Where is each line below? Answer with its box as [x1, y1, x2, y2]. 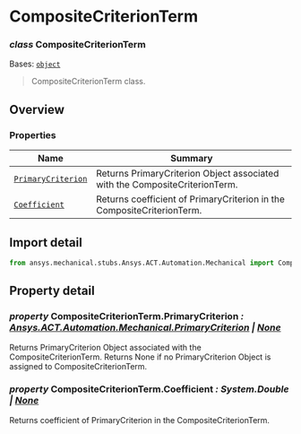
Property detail [9, 283, 96, 299]
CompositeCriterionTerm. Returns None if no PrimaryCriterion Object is [9, 352, 271, 362]
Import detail [9, 235, 82, 250]
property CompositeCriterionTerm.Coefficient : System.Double [9, 383, 289, 395]
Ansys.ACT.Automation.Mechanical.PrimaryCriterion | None [9, 321, 281, 334]
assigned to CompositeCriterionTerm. [9, 360, 148, 371]
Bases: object [9, 58, 61, 69]
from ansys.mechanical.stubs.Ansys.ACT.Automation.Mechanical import [9, 258, 275, 267]
